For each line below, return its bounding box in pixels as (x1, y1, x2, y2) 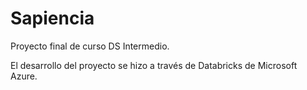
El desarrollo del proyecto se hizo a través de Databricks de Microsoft (10, 59, 298, 71)
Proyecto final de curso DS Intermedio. (10, 40, 170, 52)
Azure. (10, 70, 38, 82)
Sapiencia (10, 7, 95, 30)
